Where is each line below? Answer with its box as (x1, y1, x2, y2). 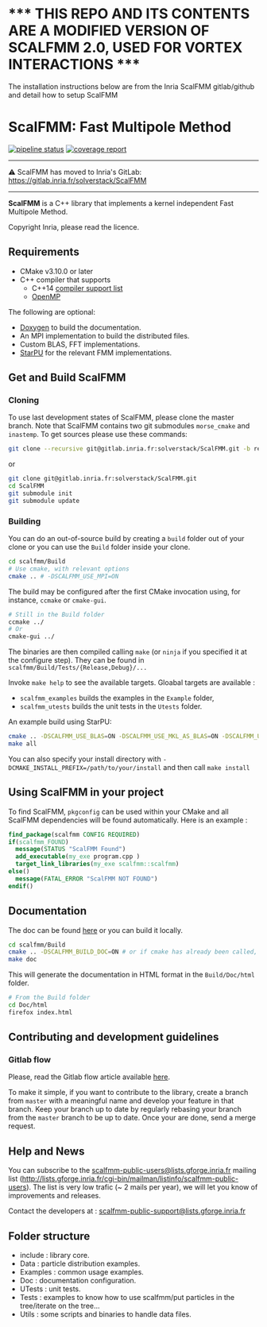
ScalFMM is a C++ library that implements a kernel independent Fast (8, 198, 234, 207)
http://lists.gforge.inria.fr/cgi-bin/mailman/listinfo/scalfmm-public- (21, 1174, 239, 1184)
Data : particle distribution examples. (19, 1259, 141, 1268)
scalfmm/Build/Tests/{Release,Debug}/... (8, 664, 148, 672)
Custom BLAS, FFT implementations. (19, 339, 141, 349)
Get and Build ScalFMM (8, 371, 126, 385)
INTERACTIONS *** (8, 56, 141, 74)
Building (8, 516, 41, 527)
